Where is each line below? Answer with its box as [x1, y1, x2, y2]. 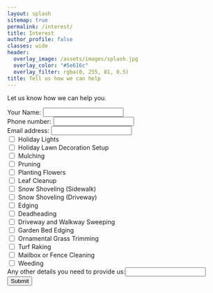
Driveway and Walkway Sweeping [18, 218, 116, 226]
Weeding [18, 259, 44, 268]
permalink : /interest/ [7, 23, 73, 30]
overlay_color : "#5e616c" [13, 62, 89, 69]
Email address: [7, 127, 50, 135]
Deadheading [18, 209, 57, 218]
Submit [10, 278, 29, 285]
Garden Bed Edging [18, 226, 74, 235]
